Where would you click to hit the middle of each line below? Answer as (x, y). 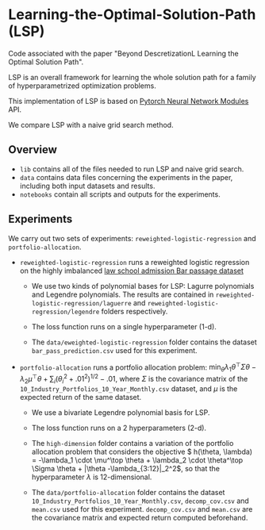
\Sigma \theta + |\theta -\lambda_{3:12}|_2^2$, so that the (126, 469)
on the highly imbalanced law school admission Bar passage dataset (132, 271)
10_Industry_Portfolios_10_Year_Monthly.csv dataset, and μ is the (129, 389)
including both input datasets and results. (87, 186)
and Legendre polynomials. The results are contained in (123, 294)
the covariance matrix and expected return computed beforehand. (140, 518)
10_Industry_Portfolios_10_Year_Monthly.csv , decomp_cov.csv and (140, 501)
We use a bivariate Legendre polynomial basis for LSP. (121, 413)
